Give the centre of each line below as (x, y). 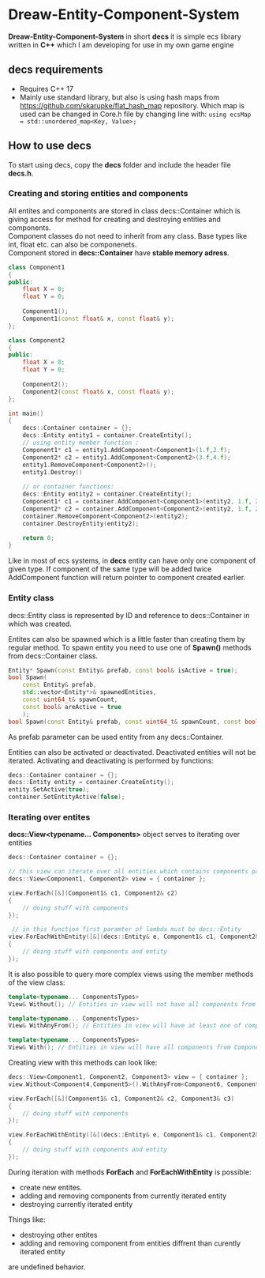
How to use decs (50, 146)
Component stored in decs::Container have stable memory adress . (119, 253)
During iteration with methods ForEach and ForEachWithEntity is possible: (130, 1172)
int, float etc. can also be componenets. (73, 244)
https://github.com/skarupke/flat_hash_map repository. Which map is (132, 105)
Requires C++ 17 (46, 89)
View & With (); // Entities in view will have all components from (119, 1048)
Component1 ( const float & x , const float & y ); (99, 319)
